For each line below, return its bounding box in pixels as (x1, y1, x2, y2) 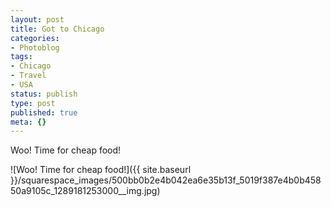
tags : (10, 52, 33, 62)
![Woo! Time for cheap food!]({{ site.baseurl (10, 164, 192, 176)
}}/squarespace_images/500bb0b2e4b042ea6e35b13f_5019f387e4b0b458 (10, 174, 322, 186)
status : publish (10, 89, 78, 99)
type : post (10, 98, 56, 108)
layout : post (10, 14, 65, 25)
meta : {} (10, 117, 47, 127)
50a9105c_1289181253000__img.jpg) (10, 185, 161, 197)
